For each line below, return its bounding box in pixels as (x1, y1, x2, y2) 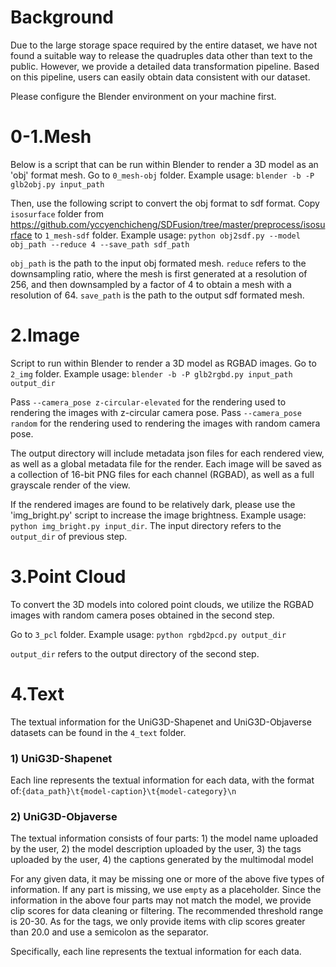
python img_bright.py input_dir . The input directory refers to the (10, 519, 282, 531)
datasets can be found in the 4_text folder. (10, 726, 187, 738)
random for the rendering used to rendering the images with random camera (10, 417, 321, 429)
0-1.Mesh (10, 126, 92, 148)
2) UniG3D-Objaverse (10, 809, 118, 823)
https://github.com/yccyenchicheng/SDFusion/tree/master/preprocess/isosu (10, 218, 326, 230)
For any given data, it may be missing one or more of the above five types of (10, 873, 325, 885)
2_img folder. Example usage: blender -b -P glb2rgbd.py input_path (10, 367, 293, 380)
